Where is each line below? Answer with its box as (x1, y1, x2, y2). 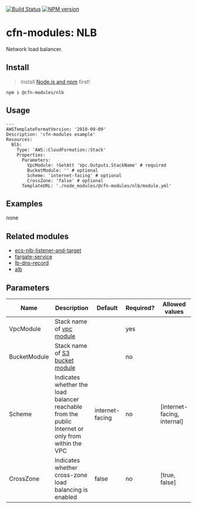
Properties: (16, 152, 46, 158)
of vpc (55, 325, 73, 333)
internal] (160, 417, 184, 426)
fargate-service (14, 253, 53, 260)
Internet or (55, 425, 84, 433)
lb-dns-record (14, 259, 49, 267)
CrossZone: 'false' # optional (27, 178, 104, 183)
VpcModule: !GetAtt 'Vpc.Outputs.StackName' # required (27, 162, 167, 168)
